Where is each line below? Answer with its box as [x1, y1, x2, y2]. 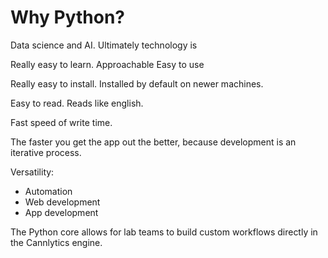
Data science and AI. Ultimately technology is [10, 39, 198, 51]
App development [24, 206, 99, 218]
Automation [24, 185, 73, 197]
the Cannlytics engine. [10, 236, 103, 248]
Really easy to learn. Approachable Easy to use [10, 58, 205, 70]
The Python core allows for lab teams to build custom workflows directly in [10, 226, 318, 238]
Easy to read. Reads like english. [10, 97, 144, 109]
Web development [24, 196, 101, 208]
